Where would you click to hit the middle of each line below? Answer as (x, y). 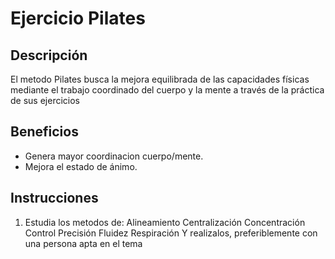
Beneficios (44, 132)
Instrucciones (54, 198)
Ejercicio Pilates (78, 18)
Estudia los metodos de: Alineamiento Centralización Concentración (165, 222)
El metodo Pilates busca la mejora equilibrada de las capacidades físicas (160, 79)
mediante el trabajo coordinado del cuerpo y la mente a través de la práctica (167, 90)
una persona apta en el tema (83, 243)
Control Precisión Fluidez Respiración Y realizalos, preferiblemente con (171, 233)
